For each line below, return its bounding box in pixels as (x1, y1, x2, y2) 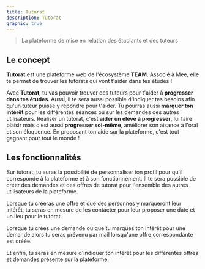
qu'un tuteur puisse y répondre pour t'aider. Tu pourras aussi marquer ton (6, 102, 194, 110)
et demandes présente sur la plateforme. (6, 256, 109, 263)
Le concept (6, 54, 50, 65)
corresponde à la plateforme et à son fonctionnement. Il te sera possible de (6, 175, 196, 182)
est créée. (6, 237, 32, 245)
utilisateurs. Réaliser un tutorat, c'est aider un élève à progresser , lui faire (6, 115, 193, 123)
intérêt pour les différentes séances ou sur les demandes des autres (6, 109, 179, 116)
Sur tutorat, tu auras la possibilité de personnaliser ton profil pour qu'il (6, 168, 183, 176)
